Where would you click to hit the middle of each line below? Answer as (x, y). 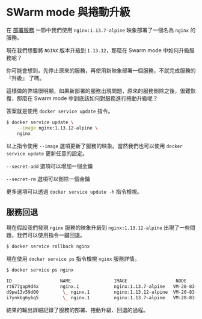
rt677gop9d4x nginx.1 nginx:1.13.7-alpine (86, 287)
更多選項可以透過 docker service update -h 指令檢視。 (74, 191)
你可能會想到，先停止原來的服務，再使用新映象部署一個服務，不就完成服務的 (101, 70)
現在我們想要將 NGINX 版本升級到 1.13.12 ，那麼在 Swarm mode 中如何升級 (98, 50)
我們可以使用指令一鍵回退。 (51, 235)
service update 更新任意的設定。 (47, 153)
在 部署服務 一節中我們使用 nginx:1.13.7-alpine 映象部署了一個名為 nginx (98, 30)
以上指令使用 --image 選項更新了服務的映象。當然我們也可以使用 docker (94, 146)
